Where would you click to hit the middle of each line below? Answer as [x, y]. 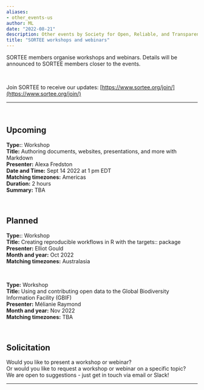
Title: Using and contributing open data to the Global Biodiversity [88, 291]
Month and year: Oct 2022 [40, 255]
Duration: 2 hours [29, 183]
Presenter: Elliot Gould [35, 248]
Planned [22, 221]
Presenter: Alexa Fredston [39, 164]
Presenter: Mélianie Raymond [44, 304]
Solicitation [28, 348]
